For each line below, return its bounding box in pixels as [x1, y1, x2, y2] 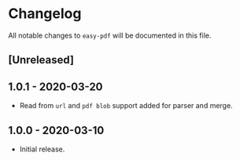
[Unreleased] [8, 53, 75, 67]
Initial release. [19, 144, 65, 154]
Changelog [8, 5, 82, 23]
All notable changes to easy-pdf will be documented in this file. [8, 31, 212, 40]
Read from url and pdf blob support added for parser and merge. [19, 101, 234, 111]
